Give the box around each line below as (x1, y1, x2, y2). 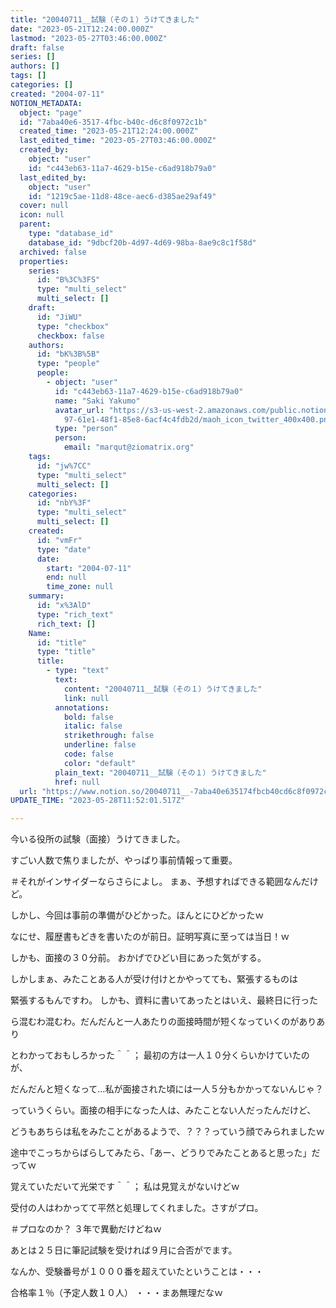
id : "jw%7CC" (36, 461, 92, 471)
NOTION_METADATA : (10, 98, 83, 108)
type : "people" (36, 359, 101, 369)
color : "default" (63, 758, 137, 768)
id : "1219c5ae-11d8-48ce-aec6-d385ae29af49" (28, 191, 217, 201)
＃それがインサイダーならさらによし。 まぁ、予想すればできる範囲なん (10, 876, 302, 888)
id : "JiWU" (36, 312, 83, 322)
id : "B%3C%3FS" (36, 275, 101, 285)
